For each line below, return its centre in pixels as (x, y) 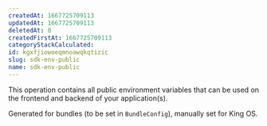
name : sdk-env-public (44, 67)
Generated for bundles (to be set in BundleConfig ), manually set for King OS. (133, 113)
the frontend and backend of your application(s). (88, 98)
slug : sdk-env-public (44, 60)
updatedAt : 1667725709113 (51, 23)
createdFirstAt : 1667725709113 (60, 38)
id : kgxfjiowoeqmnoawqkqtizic (59, 52)
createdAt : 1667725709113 (51, 15)
